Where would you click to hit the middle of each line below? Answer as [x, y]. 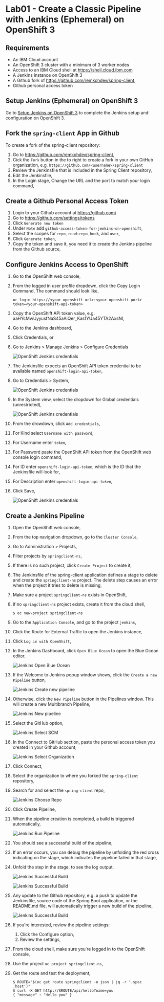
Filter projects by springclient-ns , [47, 556]
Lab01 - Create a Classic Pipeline [73, 9]
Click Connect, [28, 766]
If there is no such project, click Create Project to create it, [72, 565]
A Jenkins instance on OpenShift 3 [47, 75]
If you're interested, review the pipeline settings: [61, 925]
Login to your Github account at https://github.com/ [64, 213]
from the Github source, [37, 249]
